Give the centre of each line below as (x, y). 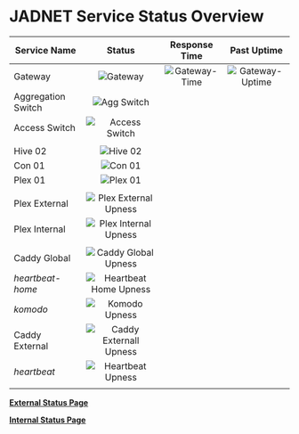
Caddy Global (42, 258)
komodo (31, 309)
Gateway (32, 76)
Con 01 (29, 165)
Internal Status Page (48, 420)
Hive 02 (30, 151)
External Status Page (49, 402)
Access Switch (44, 127)
